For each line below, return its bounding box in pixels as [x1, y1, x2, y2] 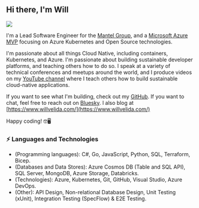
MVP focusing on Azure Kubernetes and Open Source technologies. [6, 38, 173, 45]
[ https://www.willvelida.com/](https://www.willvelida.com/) [6, 105, 150, 113]
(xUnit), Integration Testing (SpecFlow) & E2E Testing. [14, 195, 147, 202]
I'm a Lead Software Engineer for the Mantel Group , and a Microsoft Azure [6, 32, 188, 39]
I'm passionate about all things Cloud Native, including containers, [6, 49, 168, 57]
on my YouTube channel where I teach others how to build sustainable [6, 74, 178, 82]
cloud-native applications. [6, 81, 70, 88]
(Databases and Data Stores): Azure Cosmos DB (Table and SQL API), [14, 163, 186, 170]
